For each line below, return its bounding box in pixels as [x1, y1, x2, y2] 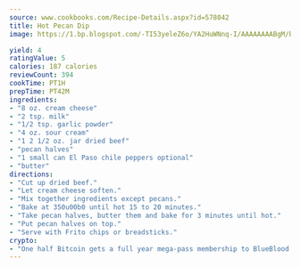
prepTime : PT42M [9, 86, 70, 96]
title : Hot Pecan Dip [9, 21, 90, 30]
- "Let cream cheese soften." [9, 186, 122, 196]
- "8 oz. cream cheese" [9, 103, 98, 112]
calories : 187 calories [9, 62, 98, 71]
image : [9, 29, 34, 38]
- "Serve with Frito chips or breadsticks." [9, 228, 178, 237]
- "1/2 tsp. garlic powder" [9, 120, 114, 129]
